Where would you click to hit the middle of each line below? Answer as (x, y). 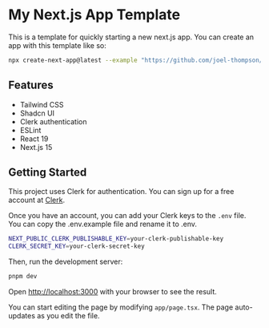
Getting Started (48, 173)
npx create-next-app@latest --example (73, 60)
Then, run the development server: (66, 261)
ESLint (30, 130)
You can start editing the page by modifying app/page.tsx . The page (121, 307)
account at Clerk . (37, 200)
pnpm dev (23, 277)
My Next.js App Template (94, 15)
